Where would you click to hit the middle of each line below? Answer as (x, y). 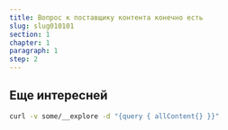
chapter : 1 (30, 43)
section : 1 (30, 34)
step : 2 (24, 59)
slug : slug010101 (42, 26)
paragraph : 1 (34, 51)
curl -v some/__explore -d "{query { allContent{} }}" (114, 116)
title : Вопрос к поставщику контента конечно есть (106, 17)
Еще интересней (59, 95)
